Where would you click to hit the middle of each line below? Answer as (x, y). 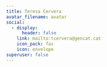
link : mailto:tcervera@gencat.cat (59, 38)
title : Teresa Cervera (34, 11)
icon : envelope (35, 50)
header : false (39, 33)
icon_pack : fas (35, 44)
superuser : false (27, 55)
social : (16, 22)
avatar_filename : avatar (36, 17)
